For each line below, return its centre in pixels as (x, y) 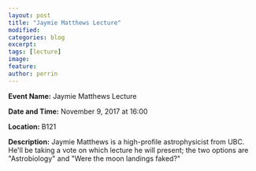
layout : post (30, 15)
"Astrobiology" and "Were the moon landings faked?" (95, 158)
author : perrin (33, 74)
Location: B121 (32, 126)
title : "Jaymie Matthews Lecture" (65, 23)
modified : (24, 30)
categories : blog (37, 37)
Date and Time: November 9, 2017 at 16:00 (78, 111)
